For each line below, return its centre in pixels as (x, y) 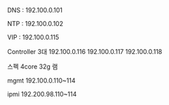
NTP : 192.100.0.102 (35, 23)
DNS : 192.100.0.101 (35, 10)
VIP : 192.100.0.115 (33, 37)
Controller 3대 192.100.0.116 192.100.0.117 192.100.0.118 (85, 51)
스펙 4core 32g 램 (33, 66)
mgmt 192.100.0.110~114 (41, 80)
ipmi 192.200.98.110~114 (42, 94)
